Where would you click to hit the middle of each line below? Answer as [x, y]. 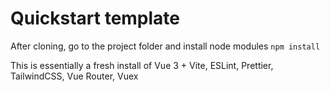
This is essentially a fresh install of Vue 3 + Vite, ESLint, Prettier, [142, 65]
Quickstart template [95, 18]
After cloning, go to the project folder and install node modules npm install [165, 46]
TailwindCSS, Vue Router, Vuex [74, 76]
